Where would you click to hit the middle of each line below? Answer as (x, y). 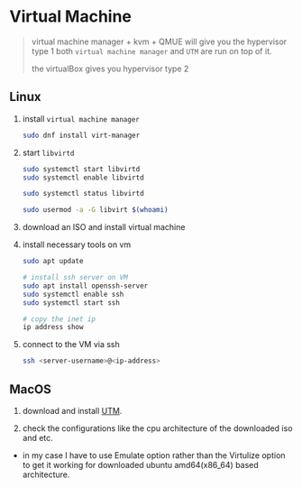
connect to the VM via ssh (71, 345)
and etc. (38, 437)
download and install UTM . (72, 410)
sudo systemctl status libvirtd (83, 194)
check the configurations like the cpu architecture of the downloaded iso (157, 428)
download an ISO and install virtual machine (104, 227)
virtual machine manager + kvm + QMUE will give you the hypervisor (159, 41)
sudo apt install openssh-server (85, 286)
